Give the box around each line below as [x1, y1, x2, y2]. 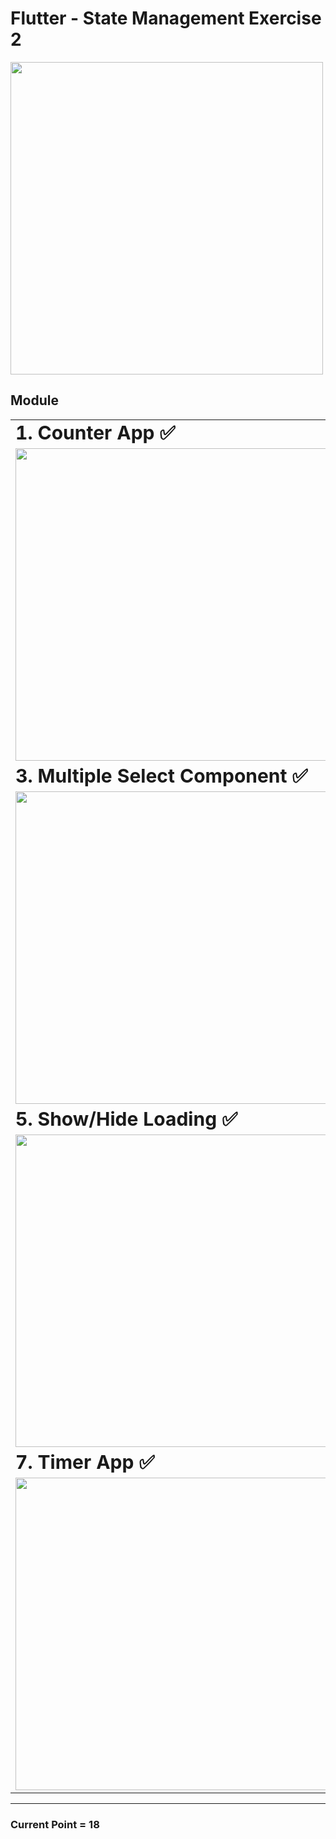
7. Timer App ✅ [15, 1450, 155, 1474]
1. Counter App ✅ [15, 420, 176, 444]
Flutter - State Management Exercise [10, 7, 322, 30]
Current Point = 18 [10, 1817, 100, 1831]
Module [10, 392, 59, 409]
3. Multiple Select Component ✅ [15, 763, 308, 787]
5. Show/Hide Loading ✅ [15, 1107, 238, 1131]
